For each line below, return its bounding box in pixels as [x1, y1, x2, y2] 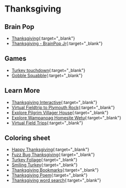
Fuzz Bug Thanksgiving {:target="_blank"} [11, 152, 95, 158]
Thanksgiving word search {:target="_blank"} [11, 177, 101, 183]
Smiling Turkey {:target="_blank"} [11, 162, 78, 168]
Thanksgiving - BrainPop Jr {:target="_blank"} [11, 41, 103, 46]
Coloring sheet [4, 134, 50, 142]
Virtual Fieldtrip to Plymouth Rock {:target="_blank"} [11, 104, 115, 110]
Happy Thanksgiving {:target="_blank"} [11, 146, 90, 153]
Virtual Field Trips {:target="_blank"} [11, 120, 83, 126]
